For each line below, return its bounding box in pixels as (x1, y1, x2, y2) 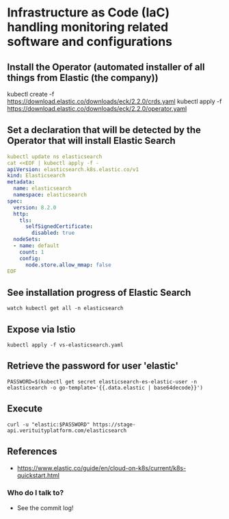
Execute (7, 403, 43, 415)
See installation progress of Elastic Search (7, 286, 191, 299)
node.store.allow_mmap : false (25, 262, 111, 268)
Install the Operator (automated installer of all (7, 61, 205, 73)
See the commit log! (16, 503, 74, 511)
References (7, 446, 57, 457)
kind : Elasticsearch (7, 173, 66, 179)
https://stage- (92, 421, 136, 428)
